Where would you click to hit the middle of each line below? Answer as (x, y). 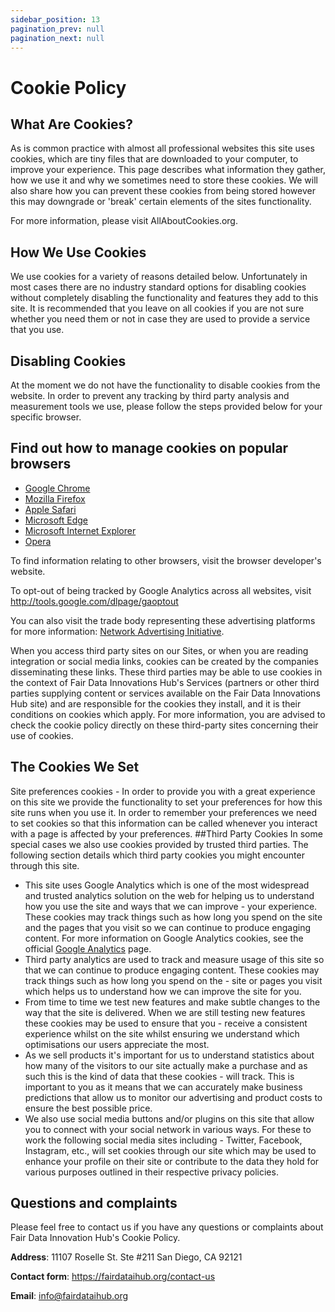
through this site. (45, 865)
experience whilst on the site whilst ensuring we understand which (162, 1033)
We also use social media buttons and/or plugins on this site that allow (169, 1118)
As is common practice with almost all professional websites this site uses (162, 148)
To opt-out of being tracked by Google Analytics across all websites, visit (161, 590)
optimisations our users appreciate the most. (117, 1044)
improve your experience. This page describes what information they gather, (168, 170)
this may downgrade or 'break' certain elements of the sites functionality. (161, 202)
